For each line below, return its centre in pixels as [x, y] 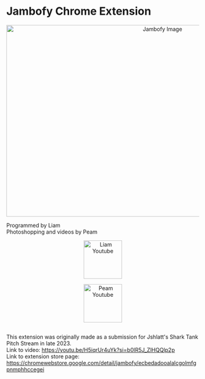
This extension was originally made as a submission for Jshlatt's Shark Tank [102, 337]
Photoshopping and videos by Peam [52, 232]
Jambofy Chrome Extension [79, 11]
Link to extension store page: [43, 356]
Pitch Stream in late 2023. [39, 343]
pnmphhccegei [25, 370]
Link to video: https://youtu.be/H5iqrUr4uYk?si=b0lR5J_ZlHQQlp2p [91, 350]
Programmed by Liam [33, 225]
